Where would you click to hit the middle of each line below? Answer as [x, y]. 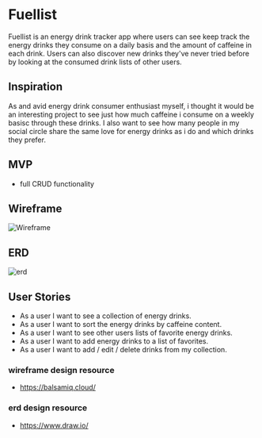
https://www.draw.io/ [54, 425]
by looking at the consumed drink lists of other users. [95, 62]
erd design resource [48, 408]
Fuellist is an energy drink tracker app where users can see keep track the [129, 36]
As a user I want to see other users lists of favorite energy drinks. [126, 332]
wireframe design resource [61, 370]
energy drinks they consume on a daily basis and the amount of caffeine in [130, 44]
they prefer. [27, 140]
